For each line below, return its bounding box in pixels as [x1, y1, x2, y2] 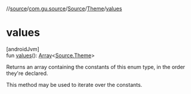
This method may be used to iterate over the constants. [6, 81, 143, 88]
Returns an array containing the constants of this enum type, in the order [6, 63, 186, 70]
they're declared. [6, 70, 48, 77]
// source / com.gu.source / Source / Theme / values [6, 5, 122, 12]
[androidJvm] [6, 45, 40, 52]
